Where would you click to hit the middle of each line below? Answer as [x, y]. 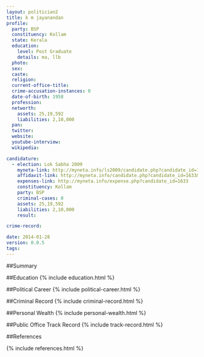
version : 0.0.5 [25, 243]
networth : [24, 108]
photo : [20, 63]
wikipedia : [25, 147]
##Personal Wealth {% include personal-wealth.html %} [76, 313]
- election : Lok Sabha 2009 [47, 164]
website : [23, 137]
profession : [27, 102]
